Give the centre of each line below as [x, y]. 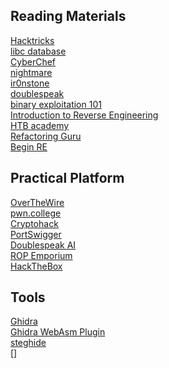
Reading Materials [68, 16]
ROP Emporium [41, 255]
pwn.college [36, 213]
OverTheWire [37, 202]
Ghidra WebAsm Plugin [58, 332]
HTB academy [40, 125]
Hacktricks [32, 40]
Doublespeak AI [43, 245]
